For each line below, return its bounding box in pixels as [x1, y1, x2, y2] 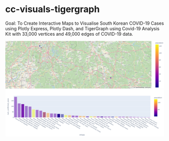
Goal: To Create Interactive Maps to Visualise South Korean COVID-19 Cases [5, 20, 164, 26]
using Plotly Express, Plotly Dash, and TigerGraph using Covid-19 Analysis [5, 25, 160, 31]
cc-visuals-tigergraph [5, 4, 100, 15]
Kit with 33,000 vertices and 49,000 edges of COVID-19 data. [5, 31, 134, 37]
